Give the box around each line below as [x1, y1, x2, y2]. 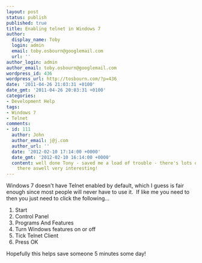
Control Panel [14, 213, 49, 220]
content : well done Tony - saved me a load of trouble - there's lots [11, 160, 192, 166]
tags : [6, 104, 20, 110]
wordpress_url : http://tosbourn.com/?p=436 [6, 76, 117, 82]
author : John [11, 132, 44, 138]
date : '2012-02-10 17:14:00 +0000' [11, 149, 101, 155]
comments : [6, 121, 31, 127]
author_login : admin [6, 59, 58, 65]
